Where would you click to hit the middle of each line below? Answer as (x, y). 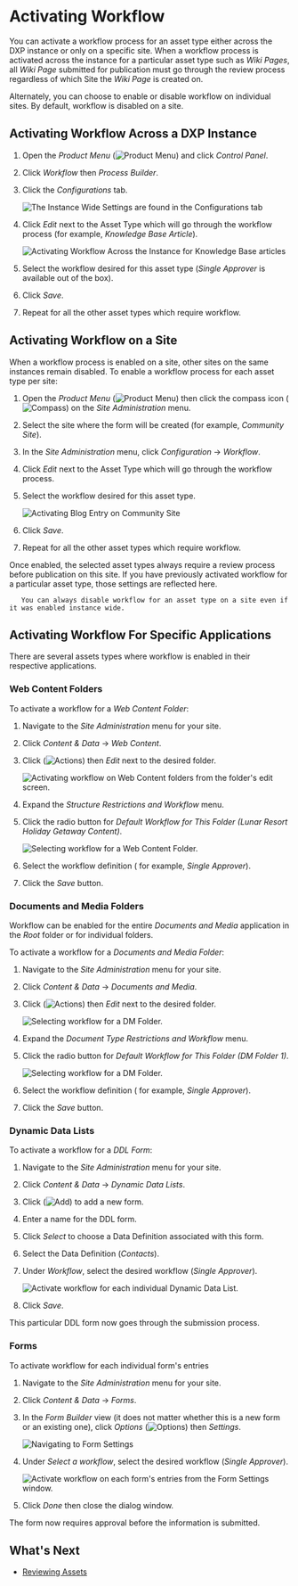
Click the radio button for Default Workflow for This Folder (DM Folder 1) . (155, 1056)
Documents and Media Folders (77, 906)
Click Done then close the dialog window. (98, 1505)
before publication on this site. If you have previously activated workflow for (149, 574)
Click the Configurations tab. (75, 190)
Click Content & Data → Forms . (79, 1400)
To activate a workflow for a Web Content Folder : (99, 708)
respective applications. (53, 666)
